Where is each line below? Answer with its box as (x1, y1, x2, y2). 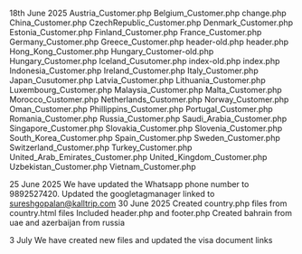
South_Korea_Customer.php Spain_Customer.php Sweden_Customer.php (9, 133, 280, 143)
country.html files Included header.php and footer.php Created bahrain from (9, 208, 292, 218)
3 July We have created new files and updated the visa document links (9, 235, 273, 245)
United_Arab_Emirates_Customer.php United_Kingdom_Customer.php (9, 152, 268, 162)
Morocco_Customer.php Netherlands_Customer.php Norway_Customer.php (9, 94, 289, 105)
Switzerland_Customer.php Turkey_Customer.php (9, 142, 193, 153)
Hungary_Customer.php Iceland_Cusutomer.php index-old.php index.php (9, 56, 280, 66)
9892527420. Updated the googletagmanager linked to (9, 189, 215, 199)
